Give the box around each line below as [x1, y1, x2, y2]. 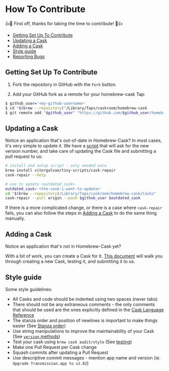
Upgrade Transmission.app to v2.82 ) [12, 360, 89, 366]
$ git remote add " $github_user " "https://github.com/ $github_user [5, 110, 150, 115]
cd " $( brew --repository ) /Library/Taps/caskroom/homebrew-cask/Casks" [5, 191, 156, 196]
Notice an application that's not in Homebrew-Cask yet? [5, 243, 122, 249]
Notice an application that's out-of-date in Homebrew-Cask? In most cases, [5, 137, 162, 144]
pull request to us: [5, 153, 43, 159]
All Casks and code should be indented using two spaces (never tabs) [12, 296, 158, 302]
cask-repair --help [5, 172, 46, 177]
